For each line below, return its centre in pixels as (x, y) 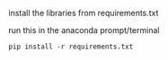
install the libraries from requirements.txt (84, 13)
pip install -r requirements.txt (71, 47)
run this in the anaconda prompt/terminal (84, 30)
